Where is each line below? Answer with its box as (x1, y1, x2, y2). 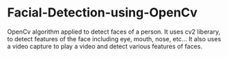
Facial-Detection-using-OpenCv (7, 5, 198, 21)
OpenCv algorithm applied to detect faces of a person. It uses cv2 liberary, (7, 27, 220, 36)
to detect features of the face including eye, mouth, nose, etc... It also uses (7, 34, 222, 43)
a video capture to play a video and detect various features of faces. (7, 42, 203, 50)
